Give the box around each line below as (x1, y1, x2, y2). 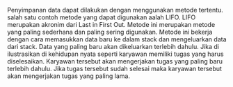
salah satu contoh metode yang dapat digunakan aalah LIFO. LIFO (7, 13, 196, 21)
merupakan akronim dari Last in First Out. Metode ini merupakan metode (7, 21, 216, 28)
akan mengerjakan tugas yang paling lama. (7, 72, 131, 80)
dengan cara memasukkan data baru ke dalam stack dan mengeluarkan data (7, 35, 227, 43)
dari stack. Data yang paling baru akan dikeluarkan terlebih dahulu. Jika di (7, 43, 219, 50)
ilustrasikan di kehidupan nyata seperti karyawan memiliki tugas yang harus (7, 50, 224, 58)
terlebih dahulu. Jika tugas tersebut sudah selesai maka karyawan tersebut (7, 65, 223, 72)
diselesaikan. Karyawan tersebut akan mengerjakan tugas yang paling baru (7, 57, 223, 65)
